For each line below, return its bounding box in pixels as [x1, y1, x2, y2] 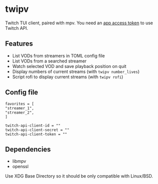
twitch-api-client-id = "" [5, 123, 61, 128]
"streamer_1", [5, 106, 35, 111]
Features [5, 40, 33, 48]
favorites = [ [5, 101, 35, 106]
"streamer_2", [5, 110, 35, 115]
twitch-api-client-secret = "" [5, 127, 70, 132]
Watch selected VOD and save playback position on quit [12, 63, 127, 69]
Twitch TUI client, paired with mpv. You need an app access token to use [5, 20, 153, 26]
